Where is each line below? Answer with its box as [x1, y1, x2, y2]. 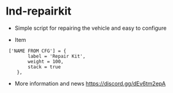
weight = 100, [28, 58, 64, 64]
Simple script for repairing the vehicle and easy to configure [14, 24, 167, 32]
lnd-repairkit [6, 4, 72, 18]
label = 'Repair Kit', [28, 53, 86, 59]
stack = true [28, 64, 61, 70]
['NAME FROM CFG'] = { [8, 47, 67, 54]
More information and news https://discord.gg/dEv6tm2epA [14, 80, 166, 87]
